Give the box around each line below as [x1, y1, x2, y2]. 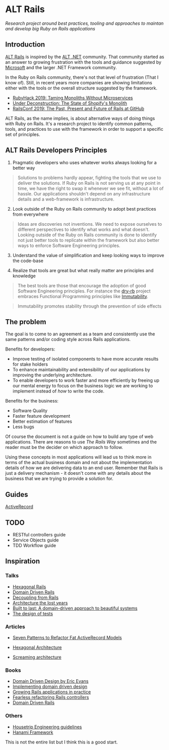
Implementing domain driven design [12, 683, 87, 690]
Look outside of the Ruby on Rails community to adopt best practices [12, 206, 156, 212]
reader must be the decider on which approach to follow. [5, 444, 124, 451]
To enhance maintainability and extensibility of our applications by [12, 367, 150, 373]
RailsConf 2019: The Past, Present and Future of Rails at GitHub [12, 105, 145, 112]
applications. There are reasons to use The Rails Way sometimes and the [5, 439, 157, 445]
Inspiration [5, 557, 40, 566]
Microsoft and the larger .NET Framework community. [5, 64, 117, 70]
